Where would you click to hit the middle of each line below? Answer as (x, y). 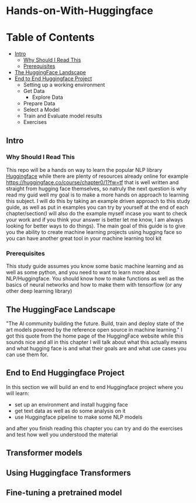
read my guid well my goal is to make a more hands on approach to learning (97, 195)
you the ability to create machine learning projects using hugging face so (94, 232)
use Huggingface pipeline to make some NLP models (78, 417)
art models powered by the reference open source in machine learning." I (94, 329)
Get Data (34, 91)
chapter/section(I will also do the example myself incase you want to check (97, 213)
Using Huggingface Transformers (69, 473)
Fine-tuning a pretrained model (64, 492)
